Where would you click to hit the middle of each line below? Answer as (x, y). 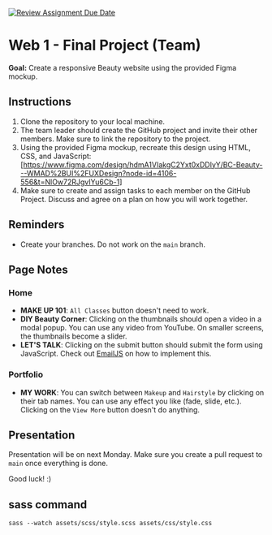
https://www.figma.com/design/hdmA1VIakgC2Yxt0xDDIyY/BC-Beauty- (143, 164)
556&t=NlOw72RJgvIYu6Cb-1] (71, 182)
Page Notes (38, 269)
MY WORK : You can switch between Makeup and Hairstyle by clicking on (142, 392)
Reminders (37, 224)
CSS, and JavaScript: (56, 156)
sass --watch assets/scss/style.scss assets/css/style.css (110, 524)
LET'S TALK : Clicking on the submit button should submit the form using (142, 345)
